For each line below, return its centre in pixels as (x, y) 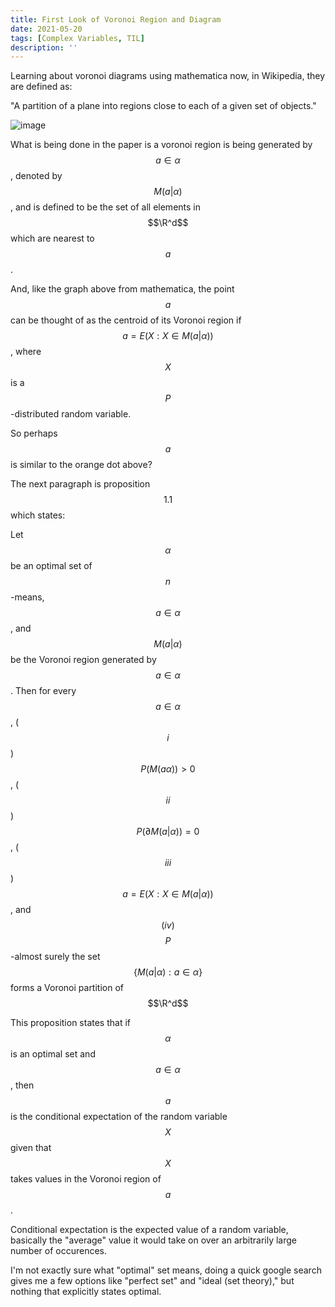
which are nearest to (52, 238)
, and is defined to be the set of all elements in (105, 207)
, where (26, 352)
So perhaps (34, 433)
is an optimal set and (53, 1054)
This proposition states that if (71, 1023)
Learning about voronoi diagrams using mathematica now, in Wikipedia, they (168, 76)
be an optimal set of (51, 566)
